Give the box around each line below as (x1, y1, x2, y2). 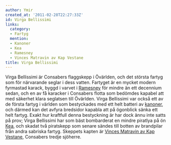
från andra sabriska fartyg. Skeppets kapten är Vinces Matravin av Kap (5, 129, 155, 135)
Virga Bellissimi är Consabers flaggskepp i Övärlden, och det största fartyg (5, 74, 163, 80)
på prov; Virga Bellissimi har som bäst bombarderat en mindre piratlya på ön (5, 117, 166, 123)
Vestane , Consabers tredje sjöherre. (5, 134, 82, 140)
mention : (10, 36, 29, 42)
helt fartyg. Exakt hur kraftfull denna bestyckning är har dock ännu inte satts (5, 112, 166, 118)
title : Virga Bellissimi (5, 60, 58, 65)
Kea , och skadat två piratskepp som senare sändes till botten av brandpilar (5, 123, 163, 129)
